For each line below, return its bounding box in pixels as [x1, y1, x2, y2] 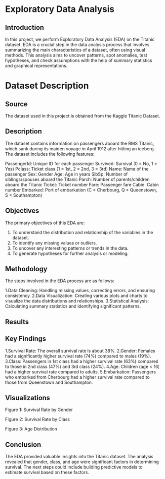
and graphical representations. [5, 63, 68, 68]
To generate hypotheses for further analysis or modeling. [12, 250, 129, 256]
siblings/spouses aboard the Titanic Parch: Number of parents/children [5, 176, 150, 182]
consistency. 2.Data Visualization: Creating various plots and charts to [5, 293, 148, 299]
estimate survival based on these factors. [5, 470, 89, 476]
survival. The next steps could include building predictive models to [5, 464, 143, 470]
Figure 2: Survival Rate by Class [5, 417, 70, 422]
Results [5, 317, 29, 326]
